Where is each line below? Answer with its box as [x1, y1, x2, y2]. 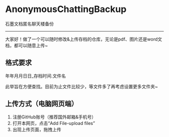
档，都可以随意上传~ [5, 42, 48, 48]
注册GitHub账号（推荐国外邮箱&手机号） [12, 114, 97, 120]
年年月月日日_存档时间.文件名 [5, 73, 66, 79]
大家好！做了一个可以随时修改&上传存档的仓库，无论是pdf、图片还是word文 [5, 36, 162, 42]
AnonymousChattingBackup [5, 4, 127, 15]
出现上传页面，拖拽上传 [12, 126, 61, 132]
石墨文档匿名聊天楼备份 [5, 21, 54, 27]
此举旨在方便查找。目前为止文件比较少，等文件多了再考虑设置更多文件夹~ [5, 83, 158, 89]
